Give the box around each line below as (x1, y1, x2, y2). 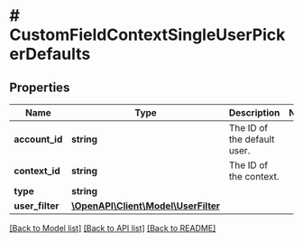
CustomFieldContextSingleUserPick (9, 24, 286, 45)
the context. (228, 171, 280, 182)
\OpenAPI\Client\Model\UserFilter (71, 200, 221, 212)
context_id (14, 164, 60, 177)
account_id (14, 133, 63, 145)
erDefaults (9, 44, 91, 64)
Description (228, 107, 280, 118)
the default (228, 133, 275, 145)
